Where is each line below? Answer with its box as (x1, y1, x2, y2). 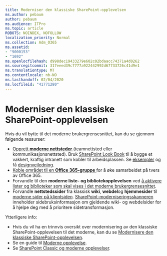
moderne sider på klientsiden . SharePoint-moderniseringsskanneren (12, 193, 153, 199)
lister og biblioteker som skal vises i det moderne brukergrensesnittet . (12, 183, 156, 189)
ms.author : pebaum (5, 12, 43, 17)
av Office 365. (12, 172, 42, 178)
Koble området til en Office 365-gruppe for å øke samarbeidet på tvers (12, 167, 160, 173)
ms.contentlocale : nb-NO (5, 73, 57, 78)
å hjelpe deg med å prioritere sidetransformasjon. (12, 204, 114, 210)
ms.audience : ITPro (5, 21, 46, 27)
